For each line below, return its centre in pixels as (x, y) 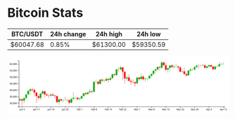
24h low (148, 34)
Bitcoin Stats (45, 13)
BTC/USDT (27, 34)
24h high (109, 34)
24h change (68, 34)
